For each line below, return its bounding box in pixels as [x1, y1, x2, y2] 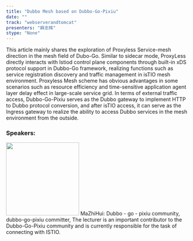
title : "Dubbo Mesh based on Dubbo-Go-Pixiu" [6, 8, 118, 15]
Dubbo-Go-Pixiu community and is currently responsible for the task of [6, 222, 177, 229]
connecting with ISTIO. [6, 229, 61, 236]
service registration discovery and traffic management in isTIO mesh [6, 71, 171, 78]
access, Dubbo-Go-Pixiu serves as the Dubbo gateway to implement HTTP [6, 96, 187, 103]
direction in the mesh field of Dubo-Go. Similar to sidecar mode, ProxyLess [6, 53, 186, 60]
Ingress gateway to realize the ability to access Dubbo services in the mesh [6, 109, 188, 116]
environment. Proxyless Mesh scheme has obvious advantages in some [6, 77, 178, 85]
